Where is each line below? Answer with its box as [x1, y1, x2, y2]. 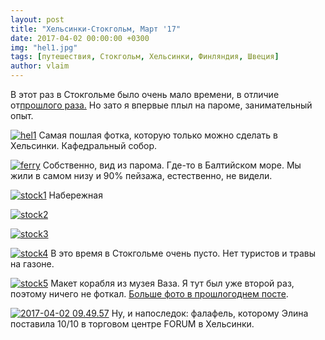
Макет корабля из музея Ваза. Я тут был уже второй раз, [50, 277, 295, 289]
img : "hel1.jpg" [10, 42, 78, 53]
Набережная [48, 189, 103, 201]
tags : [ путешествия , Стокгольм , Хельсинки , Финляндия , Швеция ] [10, 52, 280, 62]
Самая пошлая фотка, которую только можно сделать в [38, 129, 278, 141]
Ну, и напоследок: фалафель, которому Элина [111, 307, 309, 319]
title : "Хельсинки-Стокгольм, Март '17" [10, 24, 182, 34]
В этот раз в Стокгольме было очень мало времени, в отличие [10, 89, 280, 100]
